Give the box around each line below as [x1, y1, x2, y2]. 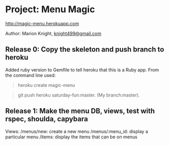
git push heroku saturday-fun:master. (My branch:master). [17, 92, 140, 98]
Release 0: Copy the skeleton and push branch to [5, 45, 164, 54]
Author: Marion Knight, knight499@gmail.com [5, 30, 102, 36]
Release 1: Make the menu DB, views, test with [5, 107, 155, 115]
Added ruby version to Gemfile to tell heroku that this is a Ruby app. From [5, 66, 159, 72]
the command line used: [5, 72, 56, 78]
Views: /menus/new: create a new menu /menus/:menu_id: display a [5, 128, 149, 134]
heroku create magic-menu [17, 82, 75, 88]
